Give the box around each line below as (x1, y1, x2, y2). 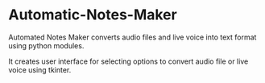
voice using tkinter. (8, 64, 72, 74)
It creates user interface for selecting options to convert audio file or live (8, 56, 249, 66)
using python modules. (8, 40, 85, 50)
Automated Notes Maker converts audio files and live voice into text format (8, 32, 257, 42)
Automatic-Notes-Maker (8, 6, 177, 24)
